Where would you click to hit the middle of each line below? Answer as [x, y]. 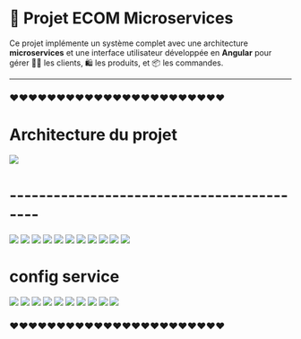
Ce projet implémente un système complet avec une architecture [129, 43]
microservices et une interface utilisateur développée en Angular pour [141, 52]
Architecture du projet [93, 135]
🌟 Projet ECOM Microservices [121, 18]
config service [64, 276]
